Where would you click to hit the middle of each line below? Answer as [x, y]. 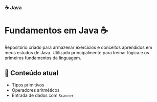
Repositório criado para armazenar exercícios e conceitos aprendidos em [78, 47]
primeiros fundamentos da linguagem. [43, 58]
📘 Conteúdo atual [32, 73]
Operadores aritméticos [35, 90]
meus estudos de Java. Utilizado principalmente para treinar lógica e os [77, 52]
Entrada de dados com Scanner [43, 95]
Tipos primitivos [28, 85]
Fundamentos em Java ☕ [56, 31]
